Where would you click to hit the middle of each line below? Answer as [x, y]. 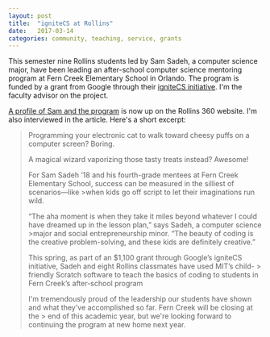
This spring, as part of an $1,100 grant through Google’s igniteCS [135, 258]
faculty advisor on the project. [58, 96]
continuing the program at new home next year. [107, 325]
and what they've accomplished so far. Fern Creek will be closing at [141, 308]
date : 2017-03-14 [41, 31]
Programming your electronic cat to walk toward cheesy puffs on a [139, 135]
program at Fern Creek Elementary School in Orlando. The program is [124, 78]
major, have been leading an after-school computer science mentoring [125, 70]
